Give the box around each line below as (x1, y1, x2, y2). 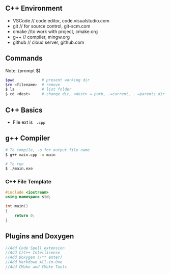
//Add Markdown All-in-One (5, 260, 63, 265)
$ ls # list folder (5, 87, 72, 92)
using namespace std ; (5, 195, 51, 200)
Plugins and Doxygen (5, 232, 74, 241)
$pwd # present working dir (5, 77, 90, 83)
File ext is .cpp (12, 119, 46, 125)
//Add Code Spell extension (5, 245, 65, 251)
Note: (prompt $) (5, 67, 41, 73)
